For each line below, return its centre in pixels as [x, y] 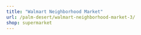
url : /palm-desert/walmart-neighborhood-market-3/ [71, 17]
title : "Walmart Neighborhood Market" [55, 12]
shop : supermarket [29, 23]
